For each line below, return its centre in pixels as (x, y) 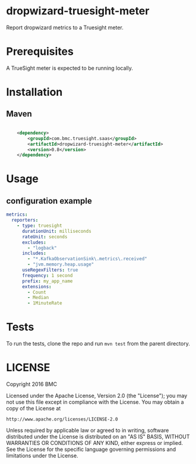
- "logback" (42, 248)
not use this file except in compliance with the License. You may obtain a (95, 402)
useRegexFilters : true (50, 270)
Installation (34, 92)
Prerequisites (40, 52)
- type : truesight (39, 226)
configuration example (49, 201)
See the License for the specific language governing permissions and (91, 449)
